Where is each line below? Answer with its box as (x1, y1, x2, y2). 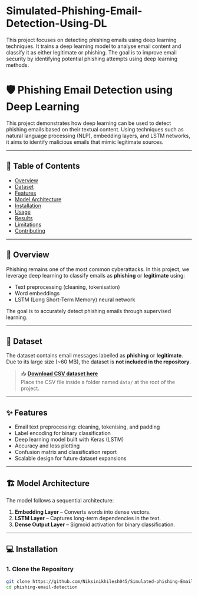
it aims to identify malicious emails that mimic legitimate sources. (6, 138, 164, 146)
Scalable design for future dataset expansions (14, 455, 127, 462)
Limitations (14, 221, 42, 228)
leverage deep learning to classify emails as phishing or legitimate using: (6, 272, 186, 279)
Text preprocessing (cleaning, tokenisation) (14, 283, 120, 291)
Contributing (14, 227, 45, 234)
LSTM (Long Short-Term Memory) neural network (14, 296, 136, 303)
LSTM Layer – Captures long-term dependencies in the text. (14, 514, 161, 521)
